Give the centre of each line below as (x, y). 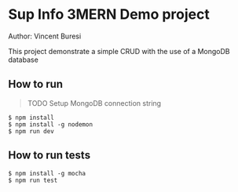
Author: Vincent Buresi (45, 36)
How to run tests (49, 156)
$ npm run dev (31, 131)
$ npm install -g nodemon (50, 124)
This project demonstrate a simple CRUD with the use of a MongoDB (119, 51)
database (24, 60)
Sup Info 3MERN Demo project (109, 14)
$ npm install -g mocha (47, 173)
